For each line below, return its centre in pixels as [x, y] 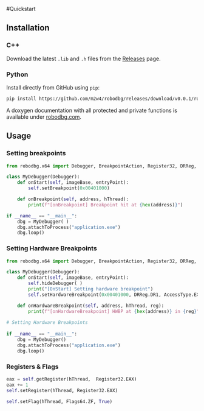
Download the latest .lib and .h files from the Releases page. [83, 58]
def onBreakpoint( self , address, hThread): [73, 199]
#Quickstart [21, 9]
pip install [21, 99]
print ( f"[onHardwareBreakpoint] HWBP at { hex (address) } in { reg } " [114, 311]
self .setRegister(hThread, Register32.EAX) [62, 390]
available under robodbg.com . [44, 117]
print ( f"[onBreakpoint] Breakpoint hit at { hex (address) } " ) [106, 205]
